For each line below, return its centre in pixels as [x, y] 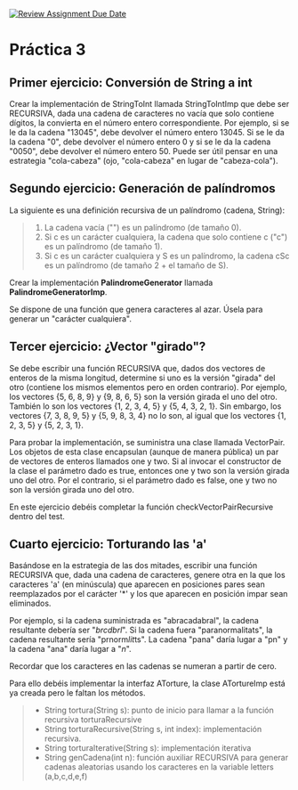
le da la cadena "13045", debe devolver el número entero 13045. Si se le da [147, 132]
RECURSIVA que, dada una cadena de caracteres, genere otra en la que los [148, 575]
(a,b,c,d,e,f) [66, 777]
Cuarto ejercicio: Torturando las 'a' [108, 545]
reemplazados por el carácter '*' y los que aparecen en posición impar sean [149, 594]
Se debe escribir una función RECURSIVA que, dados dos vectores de [137, 368]
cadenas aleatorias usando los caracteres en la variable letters [159, 767]
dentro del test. [37, 516]
